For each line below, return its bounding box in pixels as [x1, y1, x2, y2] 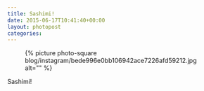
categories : [7, 29, 42, 37]
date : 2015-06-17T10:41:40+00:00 [7, 17, 106, 24]
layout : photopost [7, 23, 61, 30]
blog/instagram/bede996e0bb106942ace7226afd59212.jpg [25, 57, 197, 65]
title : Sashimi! [7, 10, 55, 17]
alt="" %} [25, 64, 53, 72]
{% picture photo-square [25, 49, 97, 57]
